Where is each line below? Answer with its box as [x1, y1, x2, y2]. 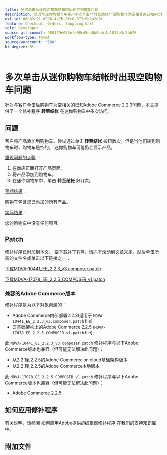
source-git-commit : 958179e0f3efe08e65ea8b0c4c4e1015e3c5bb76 [5, 30, 137, 35]
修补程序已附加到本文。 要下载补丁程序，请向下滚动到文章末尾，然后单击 [5, 249, 155, 255]
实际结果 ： [5, 210, 28, 216]
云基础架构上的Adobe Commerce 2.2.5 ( [12, 324, 95, 330]
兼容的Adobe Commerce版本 [5, 290, 76, 297]
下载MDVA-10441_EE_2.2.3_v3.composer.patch [5, 266, 101, 272]
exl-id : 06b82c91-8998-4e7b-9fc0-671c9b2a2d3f [5, 16, 103, 21]
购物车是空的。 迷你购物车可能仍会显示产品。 [22, 144, 115, 150]
